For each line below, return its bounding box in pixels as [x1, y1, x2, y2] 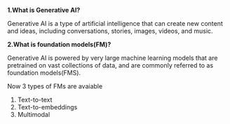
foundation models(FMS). [7, 69, 81, 77]
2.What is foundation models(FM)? [7, 40, 111, 48]
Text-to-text [17, 95, 53, 104]
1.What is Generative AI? [7, 6, 81, 14]
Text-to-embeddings [17, 103, 78, 111]
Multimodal [17, 111, 50, 118]
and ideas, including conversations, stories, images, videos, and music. [7, 27, 213, 35]
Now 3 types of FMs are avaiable [7, 82, 103, 90]
